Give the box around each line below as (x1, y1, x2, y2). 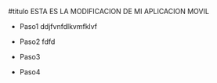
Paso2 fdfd (19, 37, 56, 46)
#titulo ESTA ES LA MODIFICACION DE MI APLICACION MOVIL (8, 7, 210, 16)
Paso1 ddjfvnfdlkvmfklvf (19, 22, 98, 31)
